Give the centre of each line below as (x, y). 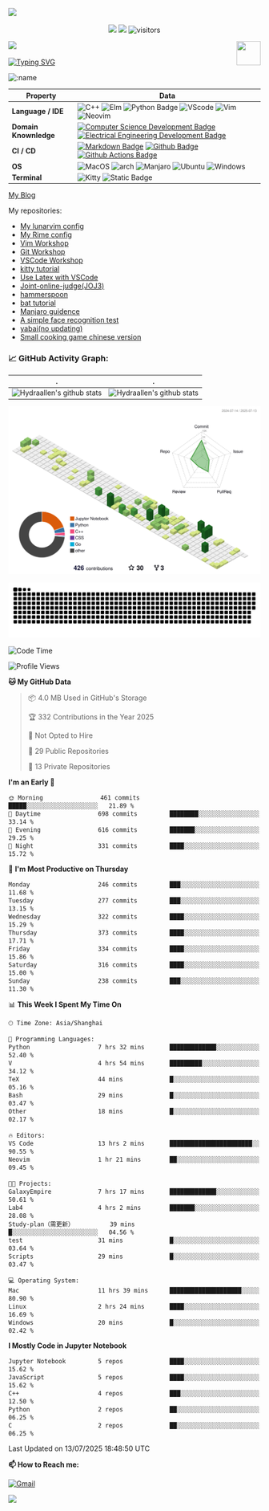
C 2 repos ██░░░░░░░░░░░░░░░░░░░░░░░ (134, 1425)
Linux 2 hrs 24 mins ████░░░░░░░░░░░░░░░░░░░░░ (134, 1306)
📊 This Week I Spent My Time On (65, 1004)
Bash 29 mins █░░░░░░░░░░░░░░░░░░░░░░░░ (134, 1095)
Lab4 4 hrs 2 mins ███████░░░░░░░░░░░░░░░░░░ (134, 1208)
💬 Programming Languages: (51, 1039)
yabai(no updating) (51, 328)
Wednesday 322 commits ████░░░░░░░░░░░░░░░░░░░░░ (134, 916)
